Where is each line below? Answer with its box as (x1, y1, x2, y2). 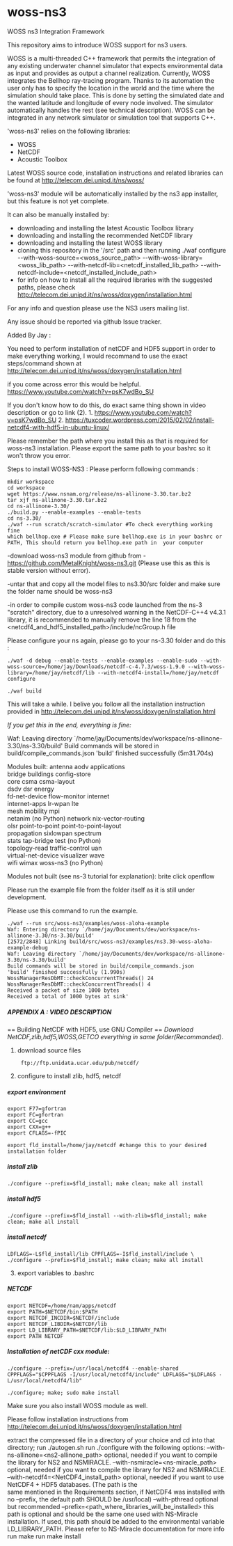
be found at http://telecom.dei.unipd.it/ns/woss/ (7, 175, 145, 184)
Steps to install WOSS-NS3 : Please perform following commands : (7, 464, 199, 473)
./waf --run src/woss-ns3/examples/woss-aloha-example (7, 920, 170, 926)
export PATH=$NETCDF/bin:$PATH (7, 1308, 98, 1316)
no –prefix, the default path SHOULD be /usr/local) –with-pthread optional (7, 1494, 218, 1504)
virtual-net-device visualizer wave (7, 851, 105, 860)
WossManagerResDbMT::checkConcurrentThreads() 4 (7, 981, 151, 988)
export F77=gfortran (7, 1105, 67, 1112)
